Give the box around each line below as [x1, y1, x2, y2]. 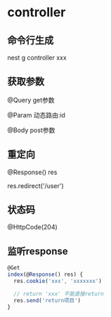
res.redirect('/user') [7, 181, 65, 190]
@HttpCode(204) [7, 223, 58, 231]
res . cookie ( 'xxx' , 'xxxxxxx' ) [13, 277, 102, 284]
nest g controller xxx [7, 54, 67, 62]
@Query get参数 [7, 96, 55, 104]
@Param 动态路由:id [7, 110, 65, 119]
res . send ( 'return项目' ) [13, 296, 81, 304]
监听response [7, 245, 68, 257]
